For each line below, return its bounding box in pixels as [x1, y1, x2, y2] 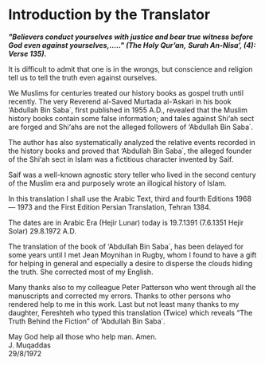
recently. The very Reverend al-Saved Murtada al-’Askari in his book [8, 96, 232, 106]
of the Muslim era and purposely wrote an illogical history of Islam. [8, 178, 227, 188]
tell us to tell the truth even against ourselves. [8, 73, 158, 82]
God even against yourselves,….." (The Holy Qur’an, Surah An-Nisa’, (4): [8, 40, 256, 49]
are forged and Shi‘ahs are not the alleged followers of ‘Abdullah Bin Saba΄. [8, 122, 253, 131]
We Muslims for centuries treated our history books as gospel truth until [8, 88, 244, 97]
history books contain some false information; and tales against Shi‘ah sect [8, 113, 255, 123]
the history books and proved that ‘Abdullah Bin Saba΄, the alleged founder [8, 146, 252, 155]
